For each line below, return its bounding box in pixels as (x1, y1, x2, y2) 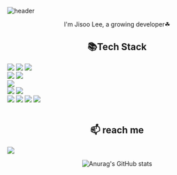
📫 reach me (90, 124, 144, 136)
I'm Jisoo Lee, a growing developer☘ (63, 20, 171, 28)
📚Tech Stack (87, 41, 147, 53)
